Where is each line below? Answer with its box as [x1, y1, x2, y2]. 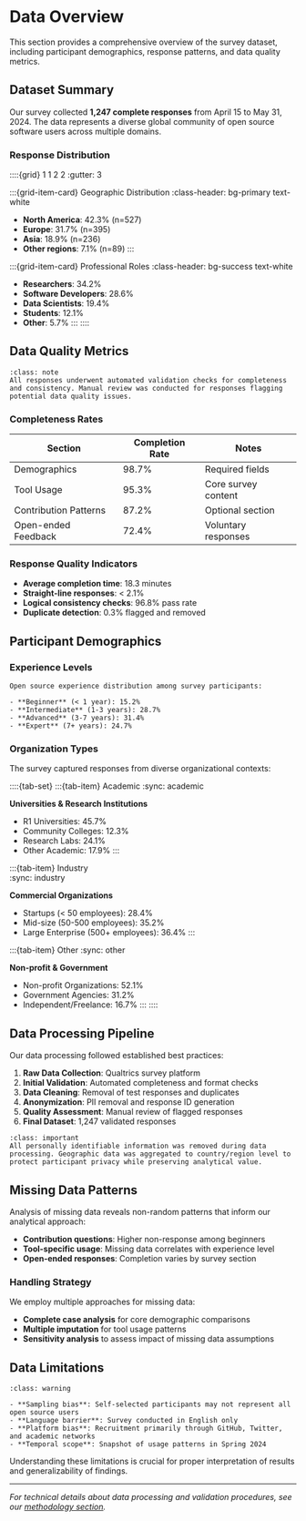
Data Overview [9, 6, 125, 27]
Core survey [204, 478, 258, 491]
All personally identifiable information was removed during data [9, 1141, 267, 1151]
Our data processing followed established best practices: [9, 1050, 224, 1061]
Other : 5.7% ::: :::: [22, 317, 90, 329]
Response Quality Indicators [9, 557, 138, 570]
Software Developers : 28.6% [22, 289, 134, 300]
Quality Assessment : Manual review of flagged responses [22, 1107, 243, 1118]
